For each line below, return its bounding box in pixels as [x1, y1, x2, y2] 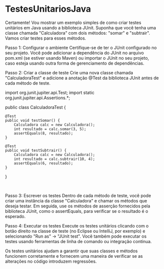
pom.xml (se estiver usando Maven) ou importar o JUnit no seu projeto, [5, 55, 149, 61]
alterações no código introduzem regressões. [5, 258, 97, 264]
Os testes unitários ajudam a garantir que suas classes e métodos [5, 248, 138, 254]
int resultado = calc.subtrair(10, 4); [14, 157, 95, 161]
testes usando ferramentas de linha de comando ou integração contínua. [5, 238, 152, 244]
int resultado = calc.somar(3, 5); [14, 126, 87, 132]
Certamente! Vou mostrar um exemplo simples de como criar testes [5, 20, 141, 25]
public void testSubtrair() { [5, 148, 67, 153]
